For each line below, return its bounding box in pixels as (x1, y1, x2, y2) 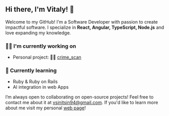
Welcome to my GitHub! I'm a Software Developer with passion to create (5, 18, 158, 25)
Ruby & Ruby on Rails (12, 79, 58, 85)
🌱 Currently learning (5, 67, 57, 74)
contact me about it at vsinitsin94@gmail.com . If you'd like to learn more (5, 100, 158, 106)
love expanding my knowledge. (5, 29, 71, 36)
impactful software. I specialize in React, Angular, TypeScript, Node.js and (5, 24, 164, 30)
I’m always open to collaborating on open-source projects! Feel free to (5, 94, 154, 100)
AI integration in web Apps (12, 84, 69, 90)
